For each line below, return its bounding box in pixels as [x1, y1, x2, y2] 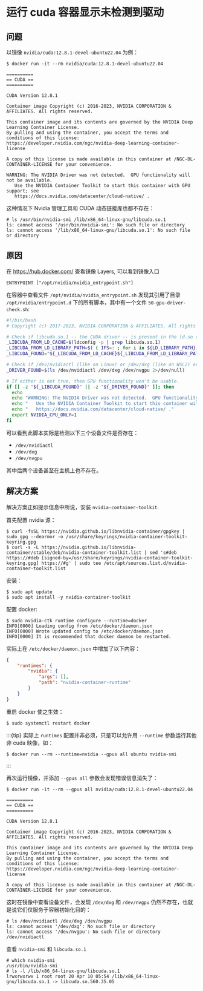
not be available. [6, 177, 53, 183]
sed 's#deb [149, 549, 177, 556]
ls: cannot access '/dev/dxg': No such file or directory [6, 923, 155, 929]
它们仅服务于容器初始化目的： [16, 906, 91, 913]
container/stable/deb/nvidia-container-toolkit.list [6, 549, 142, 556]
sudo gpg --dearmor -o [6, 533, 63, 539]
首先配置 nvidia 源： [6, 516, 56, 524]
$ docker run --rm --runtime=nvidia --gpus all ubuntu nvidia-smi [6, 751, 177, 757]
